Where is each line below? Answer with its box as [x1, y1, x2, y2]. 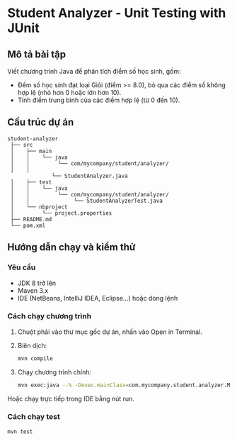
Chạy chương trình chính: [17, 367, 92, 376]
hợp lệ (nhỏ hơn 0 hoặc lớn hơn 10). [17, 89, 122, 96]
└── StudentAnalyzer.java [52, 172, 129, 179]
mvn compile [17, 355, 53, 362]
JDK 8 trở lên [17, 279, 57, 287]
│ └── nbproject [10, 203, 69, 211]
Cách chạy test [7, 412, 60, 422]
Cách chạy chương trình [7, 311, 92, 321]
